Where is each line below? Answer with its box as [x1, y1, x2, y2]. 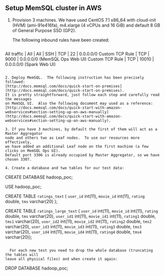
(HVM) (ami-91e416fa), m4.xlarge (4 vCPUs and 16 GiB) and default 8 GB [12, 22, 161, 28]
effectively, [5, 140, 32, 145]
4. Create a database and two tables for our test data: [5, 165, 125, 170]
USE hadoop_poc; [5, 184, 42, 189]
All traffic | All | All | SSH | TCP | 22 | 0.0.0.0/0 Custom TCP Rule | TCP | [5, 51, 150, 57]
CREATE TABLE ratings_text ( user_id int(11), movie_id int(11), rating [5, 193, 145, 199]
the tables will [5, 252, 38, 257]
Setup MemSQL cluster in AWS [5, 4, 102, 12]
